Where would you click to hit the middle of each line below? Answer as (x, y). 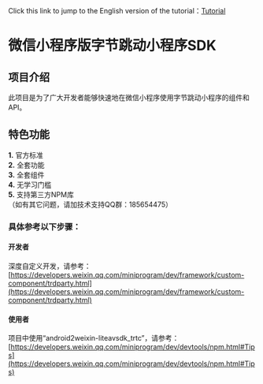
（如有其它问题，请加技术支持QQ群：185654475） (91, 204)
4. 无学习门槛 (30, 185)
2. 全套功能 (26, 165)
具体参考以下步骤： (44, 226)
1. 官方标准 (26, 155)
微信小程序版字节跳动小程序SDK (112, 46)
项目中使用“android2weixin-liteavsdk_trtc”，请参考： (94, 338)
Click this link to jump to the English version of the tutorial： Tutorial (117, 11)
